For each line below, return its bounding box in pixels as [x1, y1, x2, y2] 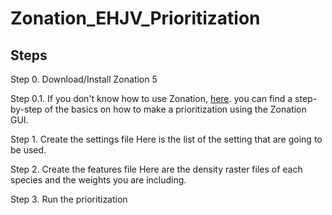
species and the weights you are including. [10, 174, 187, 186]
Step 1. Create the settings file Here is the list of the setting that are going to [10, 133, 323, 145]
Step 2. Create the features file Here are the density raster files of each [10, 163, 303, 175]
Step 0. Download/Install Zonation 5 [10, 73, 158, 85]
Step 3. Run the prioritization [10, 193, 128, 205]
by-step [10, 103, 43, 115]
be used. [10, 144, 47, 156]
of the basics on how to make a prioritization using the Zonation [44, 103, 307, 115]
